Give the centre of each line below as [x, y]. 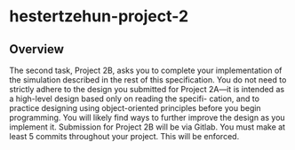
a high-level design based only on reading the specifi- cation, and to [135, 99]
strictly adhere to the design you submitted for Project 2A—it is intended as [147, 89]
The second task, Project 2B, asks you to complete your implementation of [146, 70]
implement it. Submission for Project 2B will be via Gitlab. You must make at [147, 127]
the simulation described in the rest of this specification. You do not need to [148, 80]
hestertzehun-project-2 [99, 16]
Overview [37, 49]
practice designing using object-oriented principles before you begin [135, 108]
